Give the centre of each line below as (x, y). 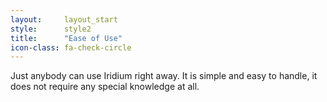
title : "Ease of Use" (66, 38)
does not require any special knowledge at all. (105, 87)
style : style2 (51, 29)
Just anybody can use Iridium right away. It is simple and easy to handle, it (164, 76)
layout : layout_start (64, 19)
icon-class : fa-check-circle (71, 47)
